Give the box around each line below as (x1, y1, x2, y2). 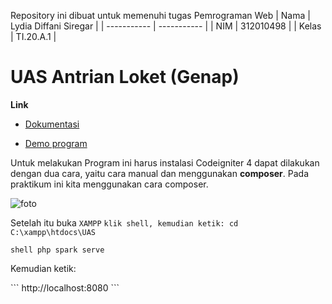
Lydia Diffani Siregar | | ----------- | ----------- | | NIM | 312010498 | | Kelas (10, 20, 322, 32)
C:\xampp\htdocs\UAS (10, 227, 97, 237)
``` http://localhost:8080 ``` (10, 281, 120, 294)
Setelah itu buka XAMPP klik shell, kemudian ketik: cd (10, 216, 239, 229)
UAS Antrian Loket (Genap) (10, 66, 240, 89)
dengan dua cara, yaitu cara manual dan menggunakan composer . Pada (10, 167, 309, 179)
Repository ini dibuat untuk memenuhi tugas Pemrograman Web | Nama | (10, 10, 311, 21)
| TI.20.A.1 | (10, 31, 57, 42)
